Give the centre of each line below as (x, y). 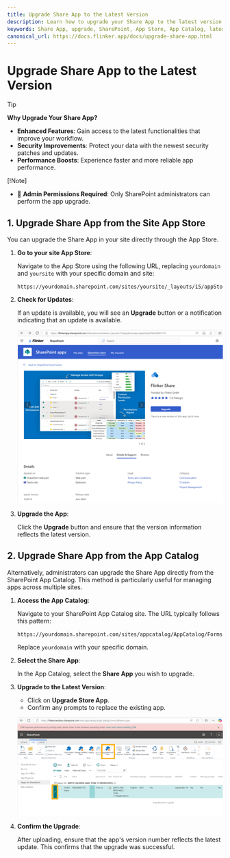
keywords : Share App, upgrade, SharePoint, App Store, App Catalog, (107, 29)
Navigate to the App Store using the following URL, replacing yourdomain (119, 266)
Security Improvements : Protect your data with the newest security (113, 146)
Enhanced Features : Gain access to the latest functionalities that (108, 131)
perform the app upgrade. (54, 202)
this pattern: (34, 621)
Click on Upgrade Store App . (68, 700)
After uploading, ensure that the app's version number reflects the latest (119, 839)
